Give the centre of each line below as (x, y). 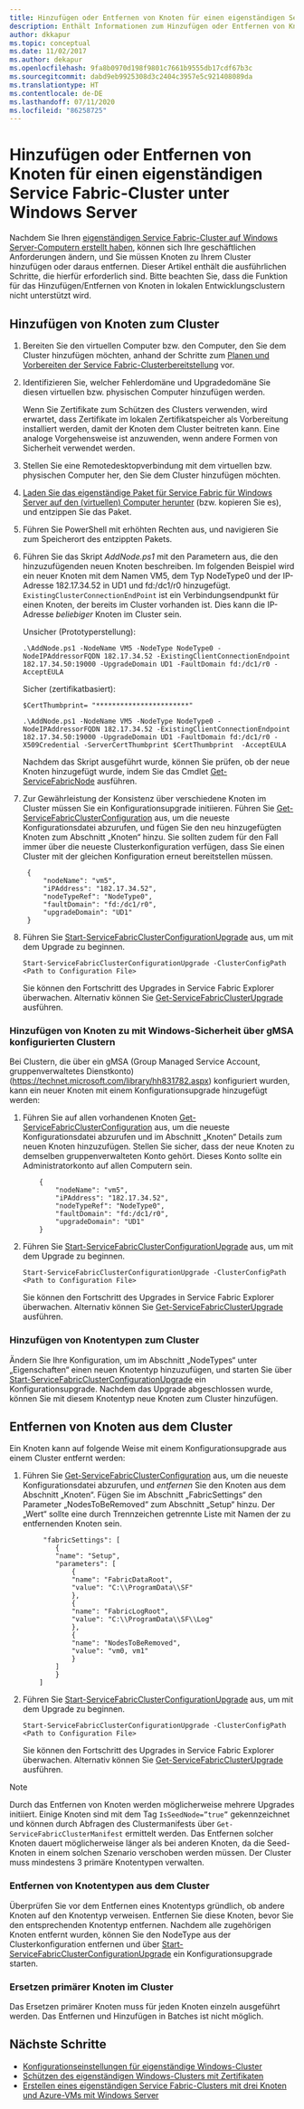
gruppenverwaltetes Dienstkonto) (71, 1071)
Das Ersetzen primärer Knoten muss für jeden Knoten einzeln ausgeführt (145, 2006)
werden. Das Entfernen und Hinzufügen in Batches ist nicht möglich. (137, 2016)
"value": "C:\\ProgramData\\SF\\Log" (142, 1620)
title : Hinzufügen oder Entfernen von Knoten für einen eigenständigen (147, 18)
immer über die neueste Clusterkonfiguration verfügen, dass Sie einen (153, 846)
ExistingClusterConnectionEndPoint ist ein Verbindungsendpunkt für (151, 595)
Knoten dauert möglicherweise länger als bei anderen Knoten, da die (137, 1843)
